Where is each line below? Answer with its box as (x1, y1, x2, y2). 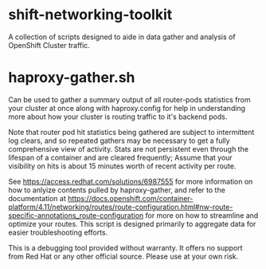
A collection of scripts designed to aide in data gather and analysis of (8, 32, 237, 42)
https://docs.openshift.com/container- (67, 193, 194, 203)
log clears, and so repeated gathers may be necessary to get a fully (8, 136, 230, 145)
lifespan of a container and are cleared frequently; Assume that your (8, 152, 233, 162)
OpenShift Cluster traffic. (8, 40, 90, 49)
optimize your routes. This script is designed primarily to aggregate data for (8, 219, 256, 228)
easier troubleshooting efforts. (8, 227, 108, 237)
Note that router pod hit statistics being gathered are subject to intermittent (8, 127, 255, 136)
